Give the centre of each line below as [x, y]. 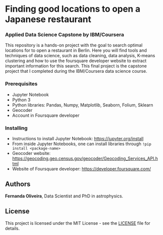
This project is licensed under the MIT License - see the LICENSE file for [78, 223]
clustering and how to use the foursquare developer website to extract [76, 61]
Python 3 [21, 100]
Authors [18, 184]
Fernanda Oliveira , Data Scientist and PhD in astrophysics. [64, 196]
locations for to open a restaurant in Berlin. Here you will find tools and [76, 50]
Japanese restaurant [48, 19]
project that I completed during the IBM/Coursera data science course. [76, 71]
